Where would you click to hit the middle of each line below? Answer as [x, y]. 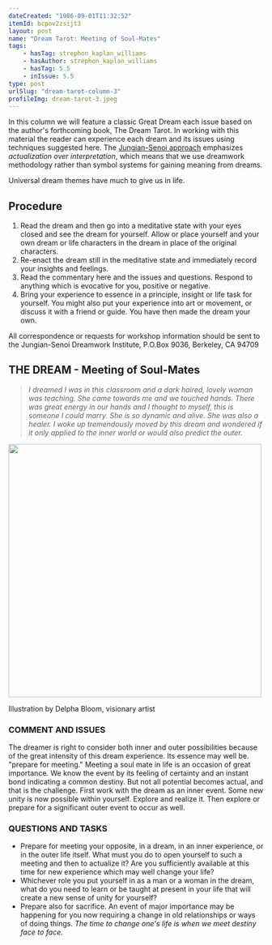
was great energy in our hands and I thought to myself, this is [131, 407]
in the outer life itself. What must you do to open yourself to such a [131, 855]
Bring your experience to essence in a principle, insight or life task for [136, 295]
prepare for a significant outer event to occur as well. [97, 808]
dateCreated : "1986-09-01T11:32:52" [70, 16]
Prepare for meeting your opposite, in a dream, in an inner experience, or [142, 846]
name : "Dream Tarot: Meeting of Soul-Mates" [85, 38]
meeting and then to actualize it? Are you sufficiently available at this [134, 863]
